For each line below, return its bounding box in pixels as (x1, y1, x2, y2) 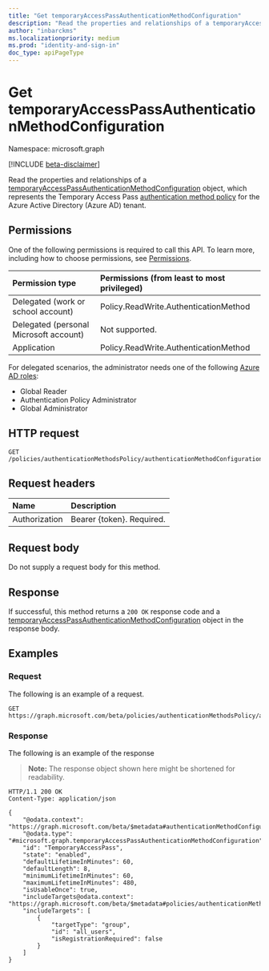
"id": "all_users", (50, 928, 116, 936)
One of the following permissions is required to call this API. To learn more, (8, 245, 255, 255)
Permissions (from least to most (99, 272, 226, 283)
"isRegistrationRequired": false (50, 934, 163, 943)
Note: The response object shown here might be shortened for (27, 764, 236, 773)
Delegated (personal (12, 319, 90, 330)
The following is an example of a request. (8, 689, 145, 699)
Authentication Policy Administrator (19, 395, 137, 404)
